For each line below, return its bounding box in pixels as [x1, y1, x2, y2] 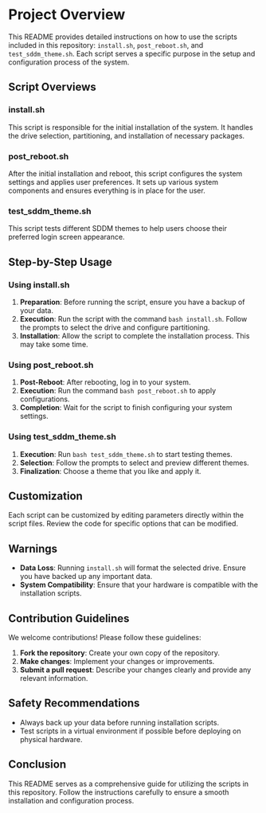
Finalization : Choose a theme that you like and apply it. [19, 466, 201, 475]
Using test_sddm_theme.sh [8, 432, 117, 443]
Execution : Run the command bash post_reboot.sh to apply [19, 386, 217, 396]
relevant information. [19, 673, 88, 682]
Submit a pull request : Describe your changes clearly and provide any [19, 665, 252, 674]
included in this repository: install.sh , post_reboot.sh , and [8, 40, 204, 49]
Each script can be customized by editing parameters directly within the [8, 510, 244, 520]
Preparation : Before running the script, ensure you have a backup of [19, 297, 245, 307]
